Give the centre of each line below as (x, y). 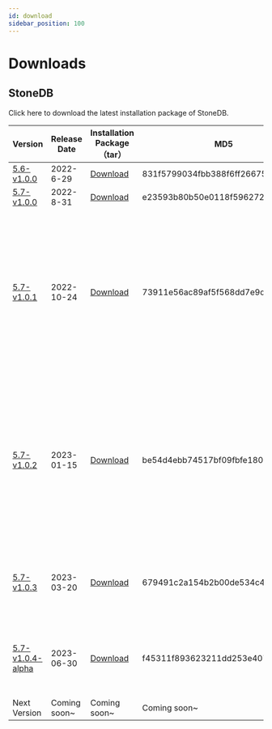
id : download (30, 16)
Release (67, 138)
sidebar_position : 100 (47, 23)
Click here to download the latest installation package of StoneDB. (119, 112)
